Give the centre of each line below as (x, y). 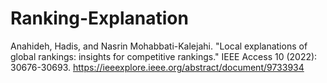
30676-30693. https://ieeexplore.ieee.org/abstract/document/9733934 (157, 67)
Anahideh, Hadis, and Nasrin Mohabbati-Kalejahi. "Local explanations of (159, 46)
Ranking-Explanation (99, 18)
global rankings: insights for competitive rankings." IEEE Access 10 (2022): (164, 56)
